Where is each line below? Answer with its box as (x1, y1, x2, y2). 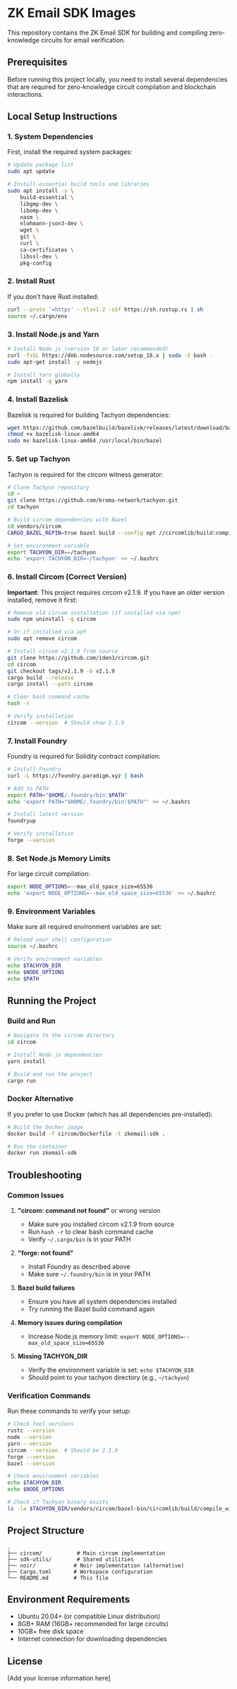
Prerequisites (7, 57, 68, 69)
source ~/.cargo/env (7, 312, 68, 319)
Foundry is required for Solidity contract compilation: (7, 752, 161, 761)
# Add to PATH (7, 785, 49, 792)
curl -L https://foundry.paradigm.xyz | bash (7, 772, 143, 779)
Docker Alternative (7, 1094, 74, 1103)
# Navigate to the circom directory (7, 1032, 115, 1039)
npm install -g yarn (7, 378, 68, 385)
